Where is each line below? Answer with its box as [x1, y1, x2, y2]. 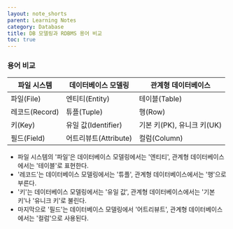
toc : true [7, 36, 36, 43]
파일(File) [10, 94, 41, 104]
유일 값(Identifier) [66, 120, 122, 130]
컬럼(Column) [139, 134, 183, 144]
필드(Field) [10, 134, 45, 144]
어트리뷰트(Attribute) [66, 134, 133, 144]
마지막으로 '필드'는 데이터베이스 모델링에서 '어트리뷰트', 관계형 [17, 205, 188, 214]
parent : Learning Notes [7, 17, 77, 24]
